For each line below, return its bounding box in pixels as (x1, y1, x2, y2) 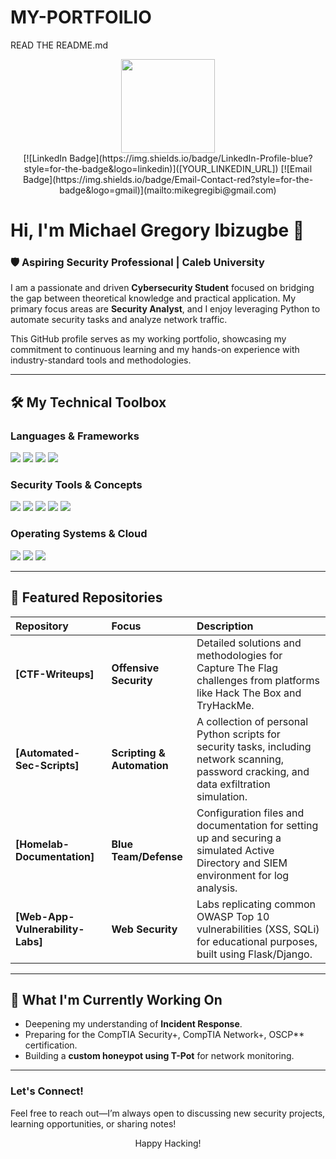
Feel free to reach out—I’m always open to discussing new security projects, (10, 1107, 326, 1119)
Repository (15, 619, 69, 633)
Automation (111, 758, 169, 772)
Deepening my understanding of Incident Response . (24, 1018, 243, 1030)
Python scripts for (196, 727, 281, 741)
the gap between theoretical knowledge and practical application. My (10, 292, 297, 305)
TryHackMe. (196, 698, 255, 712)
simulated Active (196, 843, 275, 857)
